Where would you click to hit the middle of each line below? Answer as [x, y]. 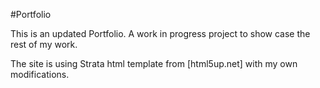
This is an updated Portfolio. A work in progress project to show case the [160, 33]
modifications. [40, 74]
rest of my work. [44, 44]
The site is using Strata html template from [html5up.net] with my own [154, 63]
